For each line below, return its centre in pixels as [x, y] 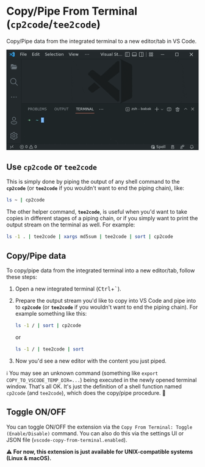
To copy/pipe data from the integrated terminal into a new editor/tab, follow [101, 270]
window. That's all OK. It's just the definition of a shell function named [94, 386]
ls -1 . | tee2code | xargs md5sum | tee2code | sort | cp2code [90, 237]
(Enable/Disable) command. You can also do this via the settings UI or [95, 433]
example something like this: [51, 314]
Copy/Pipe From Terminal [72, 11]
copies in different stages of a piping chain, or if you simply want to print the [102, 219]
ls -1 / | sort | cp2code [48, 326]
